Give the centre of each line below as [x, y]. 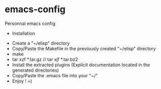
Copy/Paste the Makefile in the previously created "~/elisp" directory [84, 48]
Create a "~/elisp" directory [41, 43]
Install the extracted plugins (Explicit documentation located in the [81, 65]
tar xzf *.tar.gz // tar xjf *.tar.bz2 [45, 59]
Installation [24, 33]
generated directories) [35, 70]
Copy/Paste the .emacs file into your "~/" [55, 75]
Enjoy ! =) [22, 81]
